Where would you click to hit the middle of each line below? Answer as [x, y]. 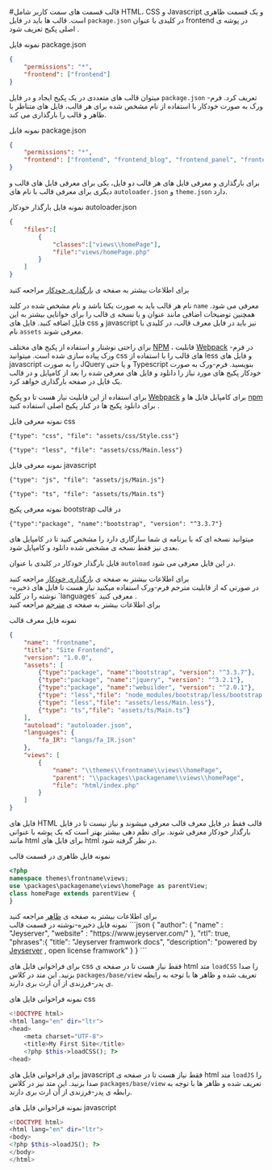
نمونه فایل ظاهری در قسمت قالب [60, 856]
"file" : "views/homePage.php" [101, 252]
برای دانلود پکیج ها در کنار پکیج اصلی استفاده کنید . [84, 406]
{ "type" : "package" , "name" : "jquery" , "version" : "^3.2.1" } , [141, 680]
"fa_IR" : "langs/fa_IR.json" [87, 740]
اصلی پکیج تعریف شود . [44, 29]
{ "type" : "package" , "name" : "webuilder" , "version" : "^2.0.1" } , [146, 688]
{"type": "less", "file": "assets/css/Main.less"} [96, 450]
